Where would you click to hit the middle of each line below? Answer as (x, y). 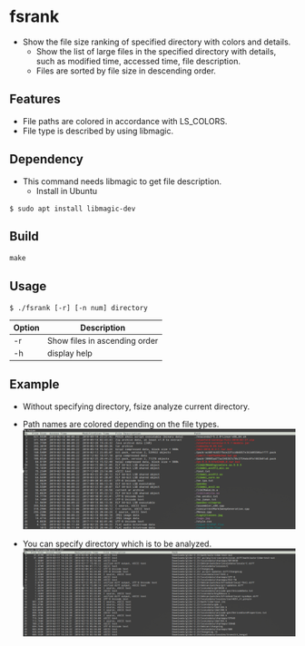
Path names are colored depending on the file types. (121, 424)
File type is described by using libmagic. (98, 131)
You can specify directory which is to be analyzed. (117, 543)
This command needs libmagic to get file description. (122, 181)
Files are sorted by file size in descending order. (126, 71)
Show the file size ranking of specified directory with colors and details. (157, 42)
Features (35, 99)
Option (26, 328)
